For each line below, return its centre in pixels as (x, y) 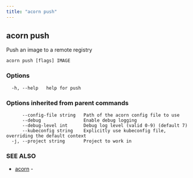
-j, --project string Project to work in (72, 141)
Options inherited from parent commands (68, 103)
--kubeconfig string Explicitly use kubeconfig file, (94, 131)
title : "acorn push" (32, 12)
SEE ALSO (21, 156)
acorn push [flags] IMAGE (38, 61)
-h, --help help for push (46, 88)
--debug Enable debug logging (79, 120)
